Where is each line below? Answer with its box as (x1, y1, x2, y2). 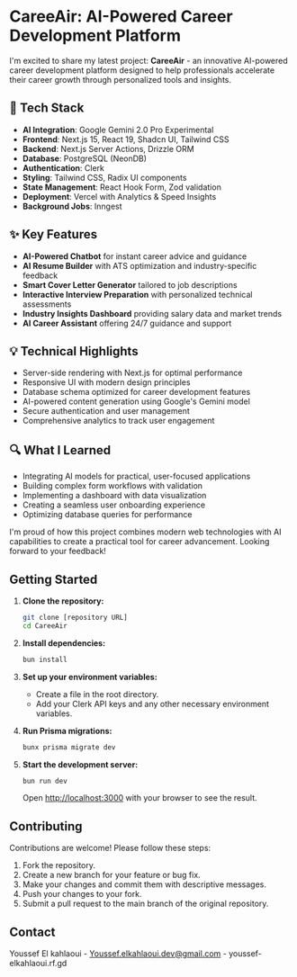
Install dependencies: (22, 637, 106, 649)
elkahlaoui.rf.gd (9, 958, 67, 968)
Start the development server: (22, 758, 139, 770)
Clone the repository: (22, 596, 104, 606)
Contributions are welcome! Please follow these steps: (9, 843, 211, 854)
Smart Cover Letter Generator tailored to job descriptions (22, 279, 238, 290)
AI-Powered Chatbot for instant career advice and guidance (22, 250, 247, 262)
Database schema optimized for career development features (22, 387, 251, 398)
